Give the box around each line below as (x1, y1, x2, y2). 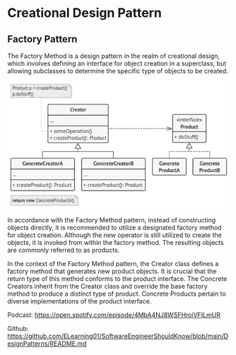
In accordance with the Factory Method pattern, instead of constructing (7, 216, 216, 224)
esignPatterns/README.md (7, 339, 87, 348)
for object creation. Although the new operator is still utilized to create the (7, 231, 223, 239)
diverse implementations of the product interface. (7, 297, 152, 306)
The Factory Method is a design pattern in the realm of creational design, (7, 52, 220, 60)
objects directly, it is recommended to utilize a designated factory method (7, 224, 222, 232)
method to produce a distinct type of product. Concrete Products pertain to (7, 289, 226, 298)
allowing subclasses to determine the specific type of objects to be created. (7, 67, 228, 75)
